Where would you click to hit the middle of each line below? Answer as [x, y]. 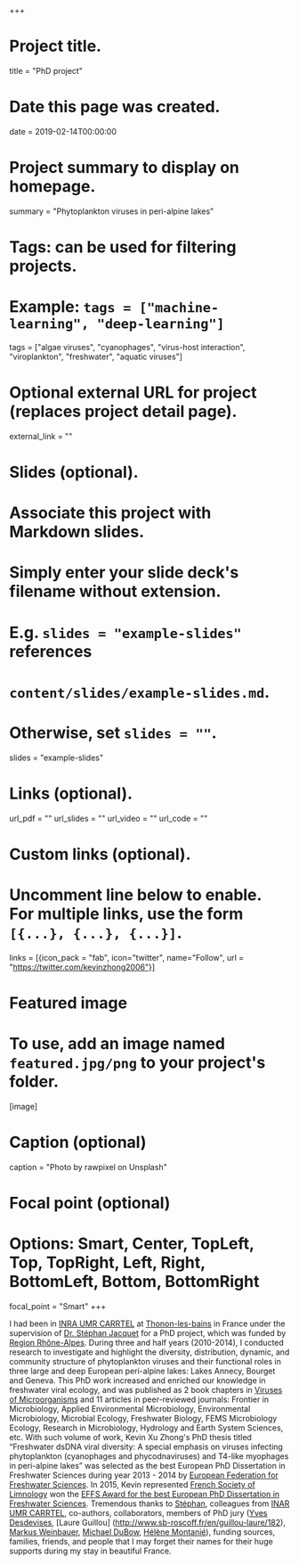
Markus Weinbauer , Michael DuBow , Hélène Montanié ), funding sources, [142, 1532]
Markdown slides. [77, 532]
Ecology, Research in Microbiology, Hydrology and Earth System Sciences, [146, 1428]
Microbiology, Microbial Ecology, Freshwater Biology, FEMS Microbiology [143, 1418]
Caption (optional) [78, 1143]
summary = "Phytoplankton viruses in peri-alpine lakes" [112, 211]
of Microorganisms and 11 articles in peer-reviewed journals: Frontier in [139, 1399]
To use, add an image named [117, 1044]
